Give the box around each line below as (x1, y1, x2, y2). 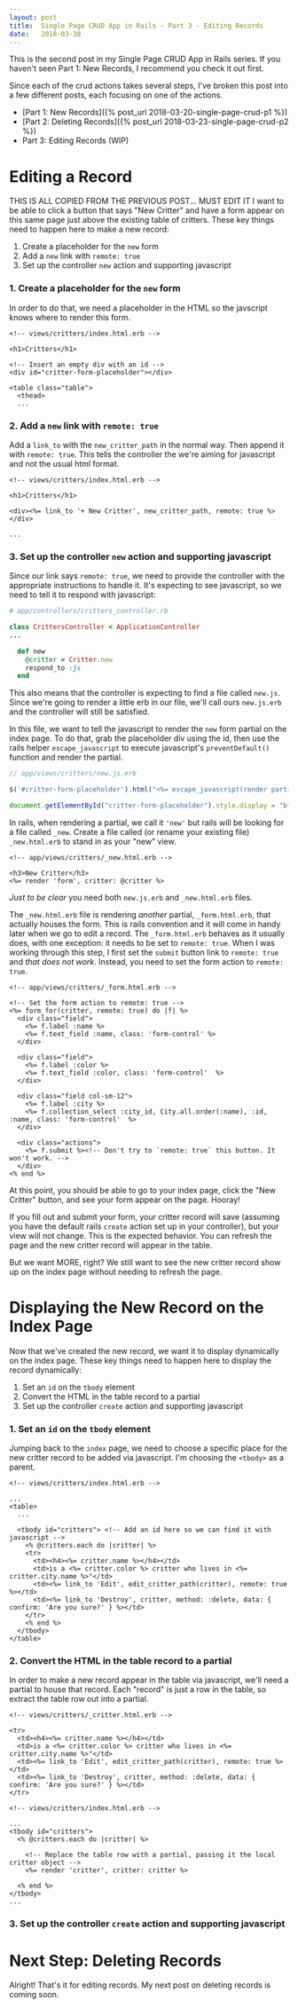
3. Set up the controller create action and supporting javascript (9, 1917, 286, 1930)
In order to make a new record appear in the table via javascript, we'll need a (9, 1674, 289, 1686)
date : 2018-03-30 (9, 29, 82, 38)
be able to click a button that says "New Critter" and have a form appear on (9, 205, 285, 216)
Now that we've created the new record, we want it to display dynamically (9, 1345, 279, 1356)
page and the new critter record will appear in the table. (9, 1240, 213, 1250)
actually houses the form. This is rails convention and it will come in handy (9, 918, 281, 929)
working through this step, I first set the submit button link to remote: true (9, 947, 279, 957)
